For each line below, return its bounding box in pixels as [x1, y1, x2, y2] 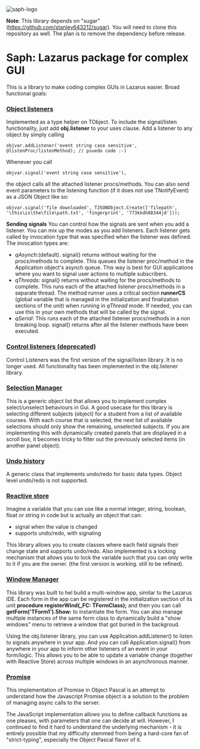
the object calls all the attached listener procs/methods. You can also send [6, 180, 190, 188]
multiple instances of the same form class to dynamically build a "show [6, 614, 181, 621]
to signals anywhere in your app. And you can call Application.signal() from [6, 638, 191, 646]
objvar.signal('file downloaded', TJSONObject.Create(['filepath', [6, 205, 178, 211]
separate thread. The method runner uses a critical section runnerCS [14, 289, 186, 296]
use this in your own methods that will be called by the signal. [14, 308, 167, 316]
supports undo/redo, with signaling [14, 530, 101, 537]
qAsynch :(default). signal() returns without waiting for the [14, 251, 156, 259]
